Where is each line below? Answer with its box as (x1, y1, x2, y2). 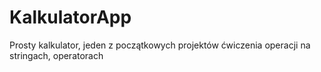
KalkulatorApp (9, 6, 132, 29)
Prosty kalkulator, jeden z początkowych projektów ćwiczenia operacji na (9, 39, 311, 51)
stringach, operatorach (9, 49, 104, 61)
